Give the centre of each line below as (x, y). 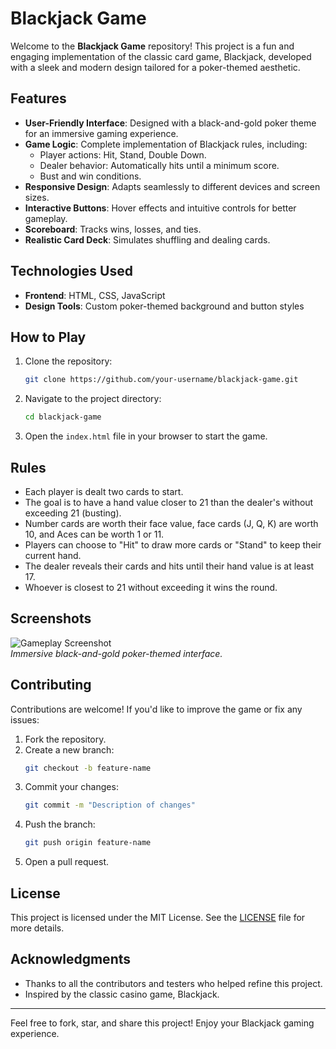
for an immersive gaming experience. (101, 133)
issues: (25, 719)
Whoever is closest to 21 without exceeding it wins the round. (151, 587)
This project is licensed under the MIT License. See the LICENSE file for (158, 917)
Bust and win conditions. (90, 176)
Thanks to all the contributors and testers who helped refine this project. (173, 983)
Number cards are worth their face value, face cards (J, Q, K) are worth (171, 523)
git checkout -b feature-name (88, 768)
